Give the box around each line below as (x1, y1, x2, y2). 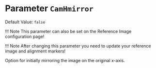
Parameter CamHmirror (5, 3, 94, 14)
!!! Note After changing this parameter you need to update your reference (5, 43, 151, 49)
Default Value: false (5, 19, 45, 25)
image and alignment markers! (5, 48, 66, 54)
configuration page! (5, 34, 45, 39)
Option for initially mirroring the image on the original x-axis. (5, 57, 125, 63)
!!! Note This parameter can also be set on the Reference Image (5, 28, 132, 34)
